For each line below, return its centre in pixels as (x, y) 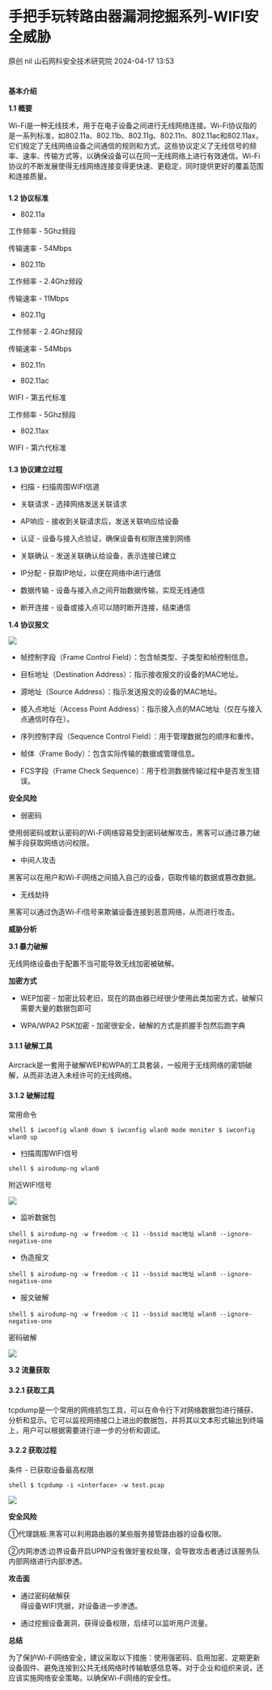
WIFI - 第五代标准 (37, 398)
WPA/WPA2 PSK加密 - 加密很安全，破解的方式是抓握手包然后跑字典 (132, 1025)
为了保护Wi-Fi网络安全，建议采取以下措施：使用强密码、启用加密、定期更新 (134, 1658)
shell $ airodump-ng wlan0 (54, 1169)
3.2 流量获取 (29, 1370)
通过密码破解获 (45, 1595)
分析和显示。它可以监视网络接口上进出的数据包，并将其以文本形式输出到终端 (136, 1420)
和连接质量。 (30, 176)
